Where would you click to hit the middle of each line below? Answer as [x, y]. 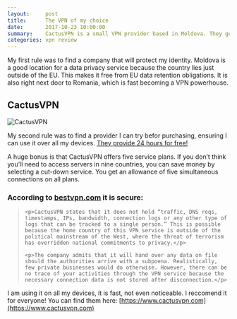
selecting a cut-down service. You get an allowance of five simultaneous [113, 171]
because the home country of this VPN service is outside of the [122, 231]
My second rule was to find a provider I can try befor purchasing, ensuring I [117, 136]
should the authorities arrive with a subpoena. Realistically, [121, 262]
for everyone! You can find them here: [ [65, 301]
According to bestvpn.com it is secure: [75, 197]
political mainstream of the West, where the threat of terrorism [124, 237]
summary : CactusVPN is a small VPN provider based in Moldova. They [115, 34]
